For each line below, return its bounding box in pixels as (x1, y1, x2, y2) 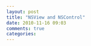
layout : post (6, 8, 39, 15)
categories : (6, 31, 36, 37)
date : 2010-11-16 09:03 (6, 20, 67, 26)
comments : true (6, 25, 45, 32)
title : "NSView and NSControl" (6, 14, 86, 20)
